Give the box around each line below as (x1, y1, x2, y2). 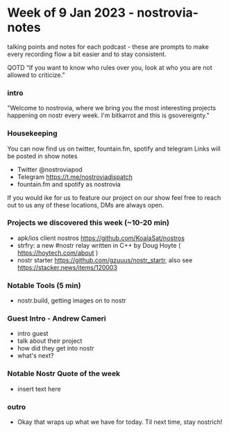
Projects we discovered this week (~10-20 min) (7, 218, 170, 228)
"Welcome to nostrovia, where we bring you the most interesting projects (7, 104, 217, 112)
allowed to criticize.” (7, 71, 65, 79)
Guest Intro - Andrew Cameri (7, 314, 106, 323)
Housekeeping (7, 128, 58, 138)
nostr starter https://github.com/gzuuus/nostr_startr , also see (17, 255, 193, 264)
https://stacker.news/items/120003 (17, 263, 118, 271)
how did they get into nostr (17, 344, 95, 353)
